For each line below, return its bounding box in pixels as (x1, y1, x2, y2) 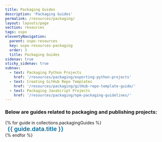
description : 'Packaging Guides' (5, 12, 73, 16)
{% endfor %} (5, 132, 33, 138)
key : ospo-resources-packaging (9, 43, 73, 48)
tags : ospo (5, 30, 27, 34)
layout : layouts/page (5, 20, 49, 26)
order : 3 (9, 47, 27, 52)
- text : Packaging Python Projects (9, 70, 82, 75)
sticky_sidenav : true (5, 61, 49, 66)
